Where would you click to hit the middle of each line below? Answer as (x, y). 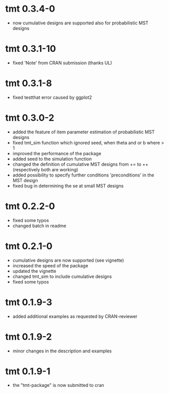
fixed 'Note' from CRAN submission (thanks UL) (62, 63)
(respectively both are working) (45, 169)
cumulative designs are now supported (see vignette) (68, 260)
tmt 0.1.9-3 (29, 302)
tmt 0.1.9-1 (28, 371)
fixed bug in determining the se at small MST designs (68, 186)
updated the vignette (34, 271)
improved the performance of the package (57, 153)
